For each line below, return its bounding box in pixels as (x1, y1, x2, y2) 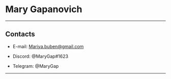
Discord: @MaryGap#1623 (12, 53, 69, 59)
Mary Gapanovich (5, 4, 82, 15)
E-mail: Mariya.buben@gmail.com (12, 43, 84, 49)
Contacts (5, 30, 36, 38)
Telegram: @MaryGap (12, 63, 59, 69)
